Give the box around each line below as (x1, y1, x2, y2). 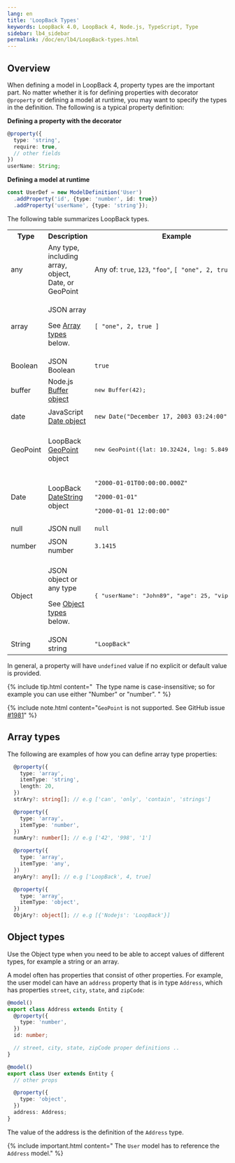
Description (48, 231, 88, 241)
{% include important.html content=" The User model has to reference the (7, 1141, 220, 1150)
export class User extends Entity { (7, 1070, 114, 1077)
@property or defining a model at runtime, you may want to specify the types (7, 95, 227, 104)
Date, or (48, 277, 75, 287)
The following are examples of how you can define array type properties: (7, 750, 218, 758)
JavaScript (48, 407, 84, 417)
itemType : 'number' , (20, 821, 80, 828)
